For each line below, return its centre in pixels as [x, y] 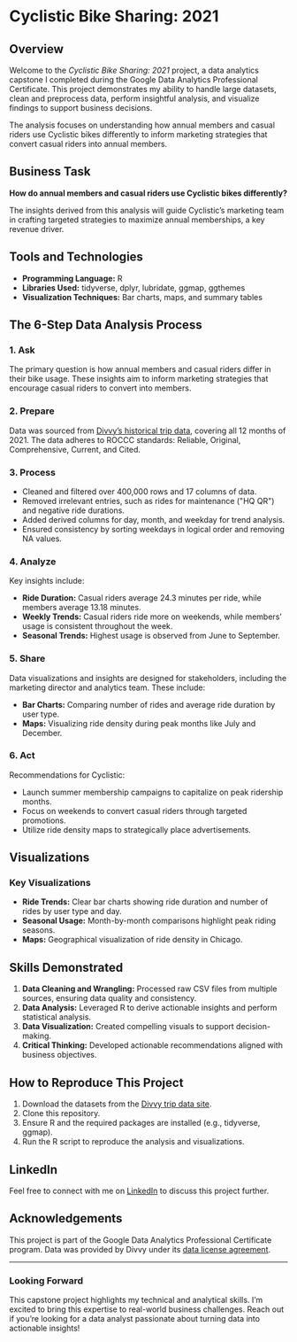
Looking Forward [46, 1280]
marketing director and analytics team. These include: [107, 687]
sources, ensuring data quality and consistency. [109, 998]
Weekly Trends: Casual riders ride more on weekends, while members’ [152, 617]
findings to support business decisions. [81, 108]
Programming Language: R [72, 278]
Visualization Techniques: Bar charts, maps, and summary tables [142, 297]
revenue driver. [37, 229]
